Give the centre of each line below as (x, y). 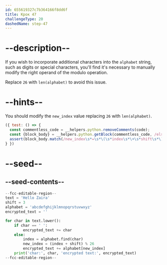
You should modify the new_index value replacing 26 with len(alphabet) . (79, 116)
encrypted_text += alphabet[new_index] (64, 249)
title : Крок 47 (21, 14)
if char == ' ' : (31, 225)
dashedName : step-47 (27, 24)
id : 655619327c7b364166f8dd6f (37, 10)
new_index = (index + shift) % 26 (59, 244)
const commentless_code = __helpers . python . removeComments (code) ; (80, 130)
